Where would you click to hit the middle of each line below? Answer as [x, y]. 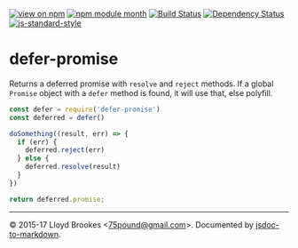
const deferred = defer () [57, 117]
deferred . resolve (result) [73, 167]
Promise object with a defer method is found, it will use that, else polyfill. [141, 92]
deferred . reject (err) [65, 150]
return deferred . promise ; [57, 199]
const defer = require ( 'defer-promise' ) [85, 109]
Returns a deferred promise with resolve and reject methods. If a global [141, 84]
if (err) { [37, 142]
